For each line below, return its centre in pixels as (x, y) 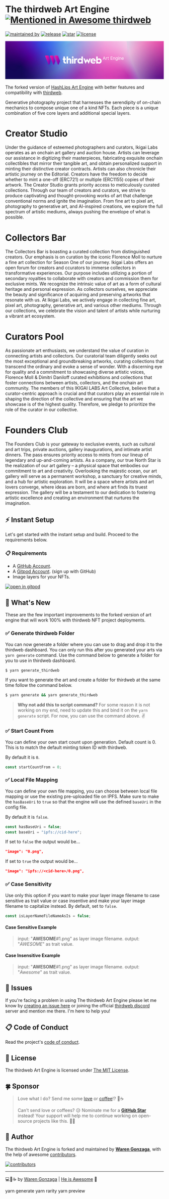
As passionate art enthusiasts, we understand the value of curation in (77, 350)
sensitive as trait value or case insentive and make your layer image (75, 901)
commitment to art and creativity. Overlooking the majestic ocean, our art (81, 471)
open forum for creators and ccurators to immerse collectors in (70, 268)
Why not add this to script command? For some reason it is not (84, 705)
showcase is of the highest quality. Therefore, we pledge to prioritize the (80, 404)
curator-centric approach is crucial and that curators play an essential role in (84, 393)
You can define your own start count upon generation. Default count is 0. (81, 742)
